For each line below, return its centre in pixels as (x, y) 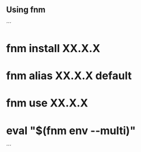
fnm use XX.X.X (47, 103)
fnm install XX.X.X (53, 48)
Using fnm (26, 10)
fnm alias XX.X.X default (69, 76)
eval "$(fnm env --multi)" (71, 130)
